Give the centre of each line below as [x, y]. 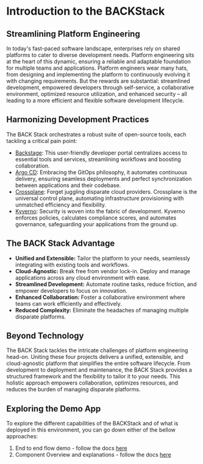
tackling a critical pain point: [42, 141]
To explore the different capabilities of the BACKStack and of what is [92, 424]
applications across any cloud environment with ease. [83, 278]
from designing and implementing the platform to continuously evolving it [98, 74]
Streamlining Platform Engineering [73, 34]
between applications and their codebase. [68, 185]
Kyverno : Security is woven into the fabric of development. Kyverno [100, 211]
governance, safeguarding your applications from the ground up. [96, 224]
